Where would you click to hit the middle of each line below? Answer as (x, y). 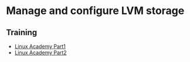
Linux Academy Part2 (40, 53)
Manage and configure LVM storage (95, 11)
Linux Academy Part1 (40, 46)
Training (22, 32)
